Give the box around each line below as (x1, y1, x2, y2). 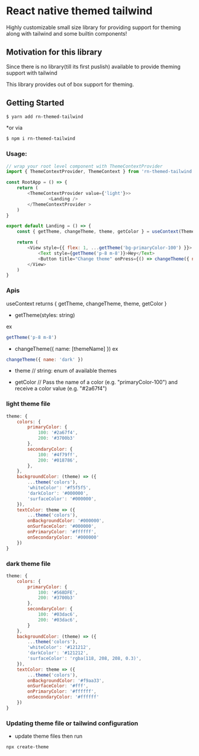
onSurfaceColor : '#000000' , (27, 523, 97, 530)
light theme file (6, 400, 51, 408)
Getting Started (6, 98, 65, 108)
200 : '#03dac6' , (37, 617, 78, 623)
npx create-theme (6, 744, 49, 750)
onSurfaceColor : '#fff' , (27, 683, 89, 689)
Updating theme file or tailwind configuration (6, 719, 139, 727)
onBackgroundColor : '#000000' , (27, 518, 105, 524)
